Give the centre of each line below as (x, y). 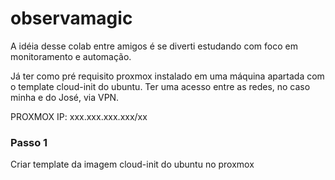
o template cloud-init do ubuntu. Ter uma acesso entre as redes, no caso (160, 86)
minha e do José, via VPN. (65, 97)
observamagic (71, 18)
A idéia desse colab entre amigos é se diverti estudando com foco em (154, 46)
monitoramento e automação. (71, 56)
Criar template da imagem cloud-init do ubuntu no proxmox (132, 164)
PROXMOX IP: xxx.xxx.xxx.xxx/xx (79, 116)
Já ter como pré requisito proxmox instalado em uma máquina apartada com (167, 76)
